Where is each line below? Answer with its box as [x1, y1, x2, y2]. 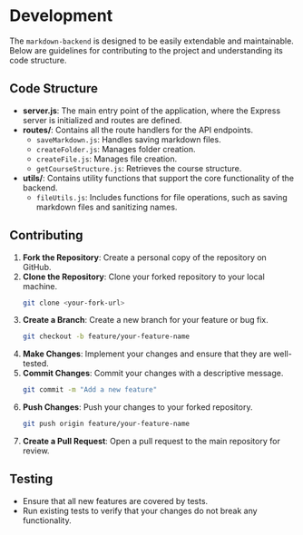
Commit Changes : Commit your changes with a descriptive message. [22, 368, 284, 379]
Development [9, 5, 113, 26]
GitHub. [22, 261, 52, 272]
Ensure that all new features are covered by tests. [22, 495, 209, 506]
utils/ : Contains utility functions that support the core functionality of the [22, 172, 295, 183]
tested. [22, 358, 50, 369]
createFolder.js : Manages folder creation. [35, 143, 197, 154]
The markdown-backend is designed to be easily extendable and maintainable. [9, 35, 295, 46]
